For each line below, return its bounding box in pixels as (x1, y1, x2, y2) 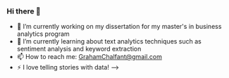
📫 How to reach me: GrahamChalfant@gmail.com (16, 53, 163, 61)
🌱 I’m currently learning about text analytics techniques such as (16, 37, 202, 46)
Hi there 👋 (6, 6, 42, 16)
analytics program (16, 30, 70, 38)
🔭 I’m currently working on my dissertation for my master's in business (16, 22, 222, 31)
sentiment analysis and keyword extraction (16, 45, 142, 53)
